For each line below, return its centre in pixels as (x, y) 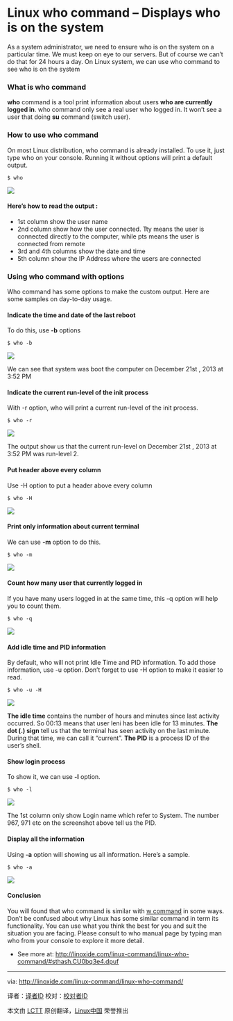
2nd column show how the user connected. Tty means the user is (111, 229)
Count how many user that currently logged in (75, 583)
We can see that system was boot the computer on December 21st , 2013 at (115, 369)
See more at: (35, 954)
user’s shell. (24, 746)
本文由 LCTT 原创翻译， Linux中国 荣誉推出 (68, 1011)
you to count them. (34, 606)
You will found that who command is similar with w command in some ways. (116, 911)
